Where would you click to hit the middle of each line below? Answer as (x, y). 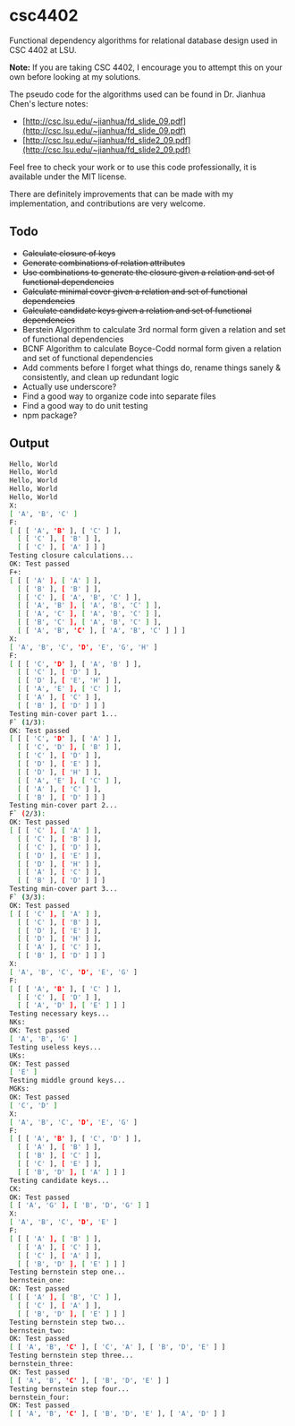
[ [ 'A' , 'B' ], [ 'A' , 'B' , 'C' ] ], (90, 606)
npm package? (50, 415)
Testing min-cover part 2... (63, 806)
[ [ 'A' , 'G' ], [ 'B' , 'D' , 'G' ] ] (80, 1206)
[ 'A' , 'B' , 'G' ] (43, 1039)
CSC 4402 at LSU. (43, 49)
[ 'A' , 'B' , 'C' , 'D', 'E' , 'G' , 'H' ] (84, 647)
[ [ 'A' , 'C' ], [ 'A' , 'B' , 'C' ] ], (90, 614)
